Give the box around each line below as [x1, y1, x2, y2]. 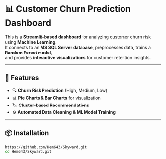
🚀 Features [5, 74, 39, 82]
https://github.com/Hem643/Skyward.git [5, 144, 87, 150]
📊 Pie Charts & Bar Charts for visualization [12, 95, 101, 101]
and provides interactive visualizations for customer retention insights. [5, 54, 151, 60]
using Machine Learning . [5, 39, 57, 45]
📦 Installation [5, 129, 49, 137]
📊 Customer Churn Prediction [5, 3, 131, 15]
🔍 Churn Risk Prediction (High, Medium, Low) [12, 87, 108, 93]
